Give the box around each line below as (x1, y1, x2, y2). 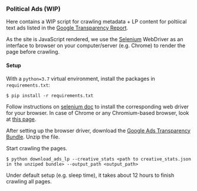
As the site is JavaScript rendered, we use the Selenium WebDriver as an (6, 36, 183, 43)
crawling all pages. (6, 177, 52, 185)
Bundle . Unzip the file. (6, 133, 60, 140)
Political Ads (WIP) (6, 5, 61, 13)
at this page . (6, 116, 37, 123)
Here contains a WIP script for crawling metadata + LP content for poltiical (6, 18, 187, 25)
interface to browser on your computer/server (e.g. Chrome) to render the (6, 42, 186, 49)
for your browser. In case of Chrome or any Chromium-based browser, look (6, 109, 189, 116)
